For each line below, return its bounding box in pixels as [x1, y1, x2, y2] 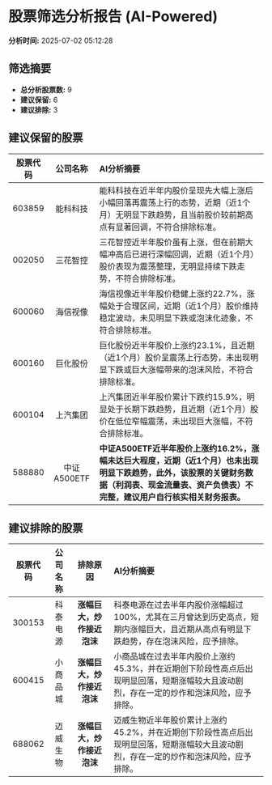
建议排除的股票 [8, 521, 83, 535]
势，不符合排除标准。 [99, 273, 181, 284]
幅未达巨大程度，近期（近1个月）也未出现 [99, 455, 259, 466]
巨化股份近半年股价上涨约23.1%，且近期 [99, 339, 255, 350]
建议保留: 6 [19, 95, 58, 104]
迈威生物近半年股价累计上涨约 [113, 715, 228, 726]
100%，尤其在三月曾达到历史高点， [113, 612, 251, 623]
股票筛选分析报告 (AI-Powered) [8, 7, 219, 26]
